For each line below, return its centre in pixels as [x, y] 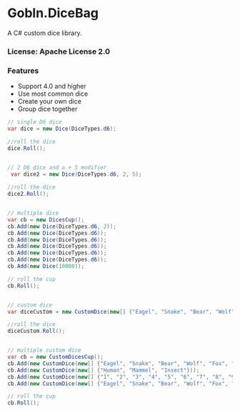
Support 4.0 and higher [52, 86]
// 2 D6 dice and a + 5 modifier [57, 167]
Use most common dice [52, 94]
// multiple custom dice [44, 350]
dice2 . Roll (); [29, 194]
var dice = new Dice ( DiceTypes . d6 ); [62, 129]
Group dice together [47, 109]
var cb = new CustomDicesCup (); [55, 357]
